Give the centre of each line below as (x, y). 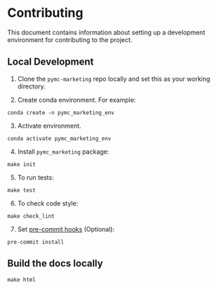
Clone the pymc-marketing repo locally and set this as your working (114, 79)
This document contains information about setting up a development (106, 32)
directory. (31, 86)
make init (22, 164)
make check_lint (31, 216)
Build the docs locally (55, 263)
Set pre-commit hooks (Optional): (66, 229)
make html (22, 280)
